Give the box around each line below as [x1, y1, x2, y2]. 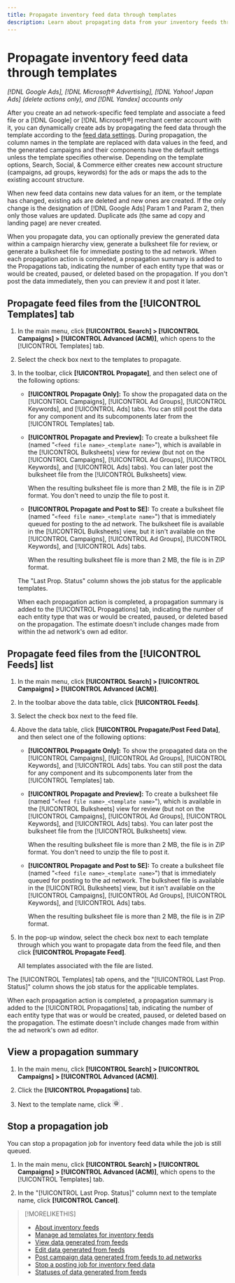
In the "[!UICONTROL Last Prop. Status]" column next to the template [17, 1189, 217, 1197]
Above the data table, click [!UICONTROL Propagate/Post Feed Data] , [17, 725, 220, 734]
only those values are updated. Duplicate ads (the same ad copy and [7, 211, 206, 220]
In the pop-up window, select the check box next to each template [17, 933, 208, 941]
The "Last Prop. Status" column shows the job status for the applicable [17, 577, 222, 585]
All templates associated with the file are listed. [17, 962, 154, 970]
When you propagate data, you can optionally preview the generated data [7, 232, 220, 241]
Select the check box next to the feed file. [17, 712, 138, 720]
